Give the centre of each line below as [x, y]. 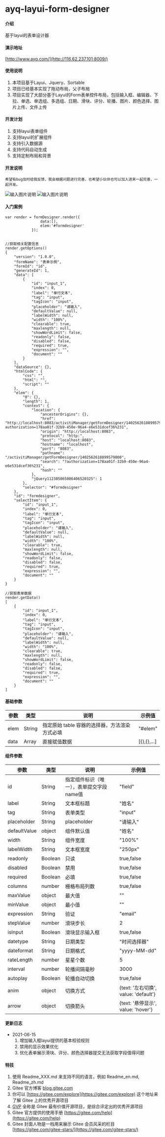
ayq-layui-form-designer [57, 9]
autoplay [18, 978]
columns [17, 886]
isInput [15, 932]
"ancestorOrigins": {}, [65, 414]
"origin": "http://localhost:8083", [78, 432]
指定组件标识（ [82, 779]
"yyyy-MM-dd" [138, 950]
